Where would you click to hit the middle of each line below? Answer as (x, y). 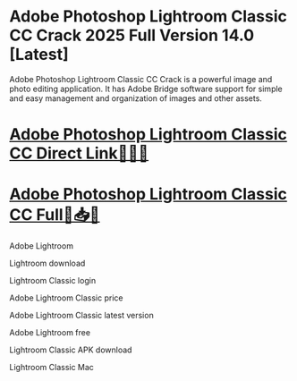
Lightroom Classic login (53, 281)
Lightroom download (47, 263)
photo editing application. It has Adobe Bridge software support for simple (146, 89)
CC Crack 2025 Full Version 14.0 (132, 35)
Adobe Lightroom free (50, 333)
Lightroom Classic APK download (71, 350)
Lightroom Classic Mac (51, 368)
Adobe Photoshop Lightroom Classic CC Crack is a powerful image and (141, 79)
